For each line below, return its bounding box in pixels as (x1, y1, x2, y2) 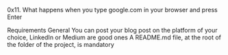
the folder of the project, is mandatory (7, 41, 114, 48)
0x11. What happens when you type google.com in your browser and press (7, 6, 218, 14)
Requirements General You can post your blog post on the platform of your (7, 26, 218, 34)
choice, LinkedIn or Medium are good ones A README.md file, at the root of (7, 33, 221, 41)
